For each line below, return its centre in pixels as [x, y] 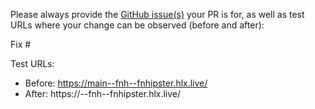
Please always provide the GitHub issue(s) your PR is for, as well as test [157, 14]
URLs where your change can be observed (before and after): [137, 25]
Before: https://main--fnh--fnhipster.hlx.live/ [116, 83]
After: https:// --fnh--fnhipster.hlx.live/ [103, 93]
